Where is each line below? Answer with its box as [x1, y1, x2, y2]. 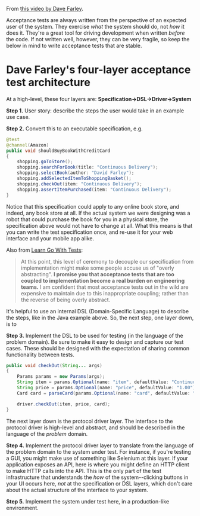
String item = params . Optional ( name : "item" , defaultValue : [17, 379, 169, 385]
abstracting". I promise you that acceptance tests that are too [20, 270, 174, 277]
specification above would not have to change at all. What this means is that [6, 222, 193, 229]
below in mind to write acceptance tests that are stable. [6, 42, 142, 49]
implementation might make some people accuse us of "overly [20, 264, 174, 271]
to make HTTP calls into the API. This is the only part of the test [6, 467, 162, 474]
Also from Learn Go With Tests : [6, 246, 83, 254]
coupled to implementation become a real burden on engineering [20, 277, 185, 284]
